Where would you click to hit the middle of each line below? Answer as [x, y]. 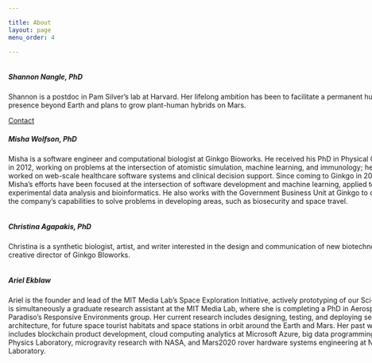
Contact [21, 121]
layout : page [30, 30]
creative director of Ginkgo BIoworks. [70, 255]
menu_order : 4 [32, 37]
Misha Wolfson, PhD [43, 139]
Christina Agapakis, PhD [50, 226]
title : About [30, 22]
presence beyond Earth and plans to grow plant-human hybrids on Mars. [127, 105]
